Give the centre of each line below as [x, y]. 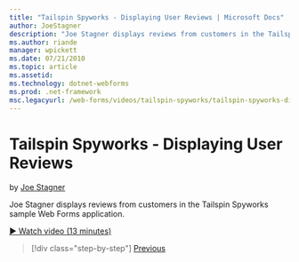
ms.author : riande [43, 42]
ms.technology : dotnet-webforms [69, 83]
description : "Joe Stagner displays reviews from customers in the [137, 34]
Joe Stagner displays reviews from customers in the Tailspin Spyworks [139, 204]
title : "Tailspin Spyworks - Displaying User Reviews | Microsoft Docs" [147, 17]
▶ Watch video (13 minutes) [61, 231]
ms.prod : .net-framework [55, 91]
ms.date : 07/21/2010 [48, 59]
